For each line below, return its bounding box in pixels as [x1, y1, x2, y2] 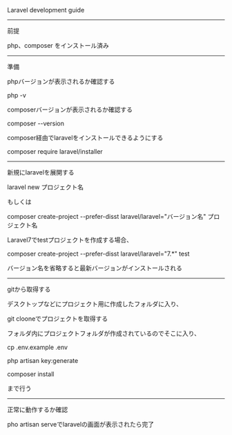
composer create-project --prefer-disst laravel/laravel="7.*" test [7, 249, 190, 258]
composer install [7, 370, 55, 378]
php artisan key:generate [7, 357, 79, 364]
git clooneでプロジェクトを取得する [7, 314, 108, 323]
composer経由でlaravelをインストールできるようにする [7, 134, 164, 141]
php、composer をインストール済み [7, 42, 109, 49]
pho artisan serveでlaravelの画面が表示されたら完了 [7, 420, 155, 428]
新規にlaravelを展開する [7, 168, 75, 176]
